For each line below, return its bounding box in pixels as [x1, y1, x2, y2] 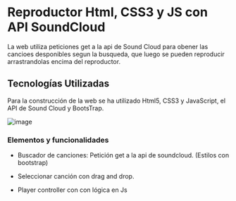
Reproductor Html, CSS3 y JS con [7, 4, 208, 20]
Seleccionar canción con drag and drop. [17, 172, 135, 181]
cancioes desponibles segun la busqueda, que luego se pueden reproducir [7, 50, 225, 58]
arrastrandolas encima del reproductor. [7, 57, 121, 65]
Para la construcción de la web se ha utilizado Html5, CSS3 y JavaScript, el [7, 96, 226, 105]
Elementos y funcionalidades [7, 135, 109, 145]
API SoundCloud [7, 19, 106, 35]
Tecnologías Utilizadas [7, 78, 110, 90]
